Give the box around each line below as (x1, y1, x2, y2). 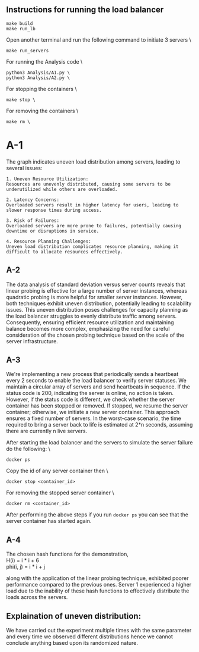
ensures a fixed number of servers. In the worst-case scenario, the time (6, 415, 182, 422)
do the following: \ (6, 446, 50, 453)
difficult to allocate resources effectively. (6, 249, 123, 255)
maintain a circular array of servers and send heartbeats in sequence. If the (6, 383, 191, 390)
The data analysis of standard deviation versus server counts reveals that (6, 281, 185, 288)
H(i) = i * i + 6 (6, 557, 40, 564)
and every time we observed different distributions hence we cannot (6, 633, 174, 640)
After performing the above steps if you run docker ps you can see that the (6, 511, 188, 518)
